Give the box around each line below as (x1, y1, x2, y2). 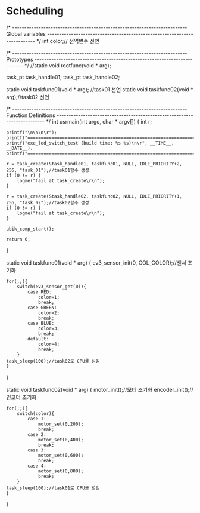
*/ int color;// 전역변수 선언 (36, 37, 100, 44)
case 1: (27, 416, 46, 422)
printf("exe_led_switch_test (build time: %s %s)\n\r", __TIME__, (6, 140, 174, 146)
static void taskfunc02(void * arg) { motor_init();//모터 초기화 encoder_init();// (6, 386, 193, 393)
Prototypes (6, 56, 34, 63)
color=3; (37, 325, 60, 331)
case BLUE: (27, 320, 55, 326)
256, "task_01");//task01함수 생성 (6, 167, 89, 173)
